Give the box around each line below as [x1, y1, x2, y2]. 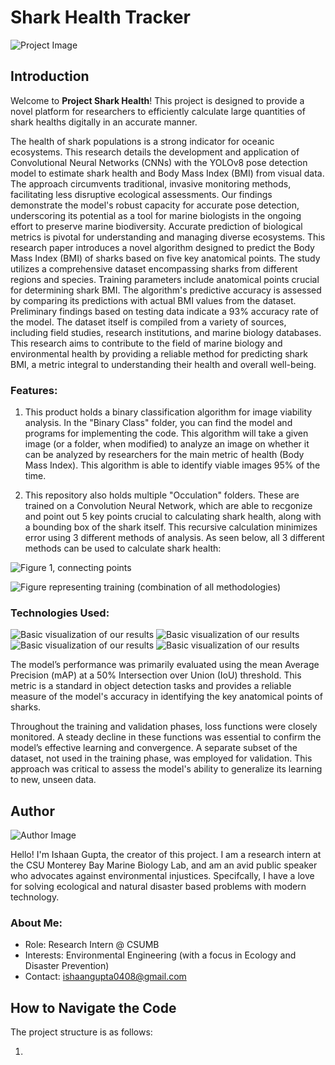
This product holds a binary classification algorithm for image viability [24, 406, 313, 418]
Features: [10, 383, 58, 397]
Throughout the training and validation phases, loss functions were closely [10, 721, 318, 733]
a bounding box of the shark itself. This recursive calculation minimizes [24, 521, 318, 533]
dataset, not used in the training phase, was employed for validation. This [10, 752, 313, 765]
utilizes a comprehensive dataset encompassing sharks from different [10, 262, 298, 275]
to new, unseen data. [10, 774, 97, 786]
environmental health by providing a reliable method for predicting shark [10, 347, 308, 360]
